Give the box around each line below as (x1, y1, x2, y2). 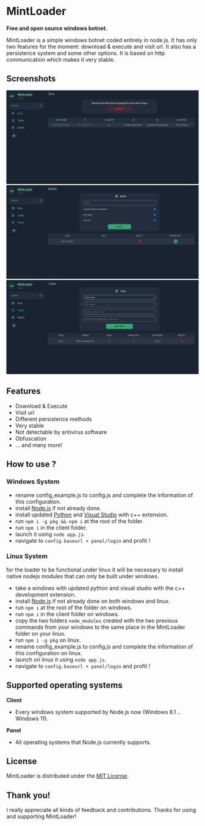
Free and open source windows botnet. (6, 24, 108, 32)
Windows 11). (15, 715, 49, 722)
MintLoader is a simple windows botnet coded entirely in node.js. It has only (6, 36, 198, 43)
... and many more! (15, 441, 63, 448)
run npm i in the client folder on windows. (15, 610, 120, 617)
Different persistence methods (15, 415, 92, 423)
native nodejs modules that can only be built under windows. (6, 572, 159, 579)
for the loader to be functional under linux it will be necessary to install (6, 566, 184, 573)
